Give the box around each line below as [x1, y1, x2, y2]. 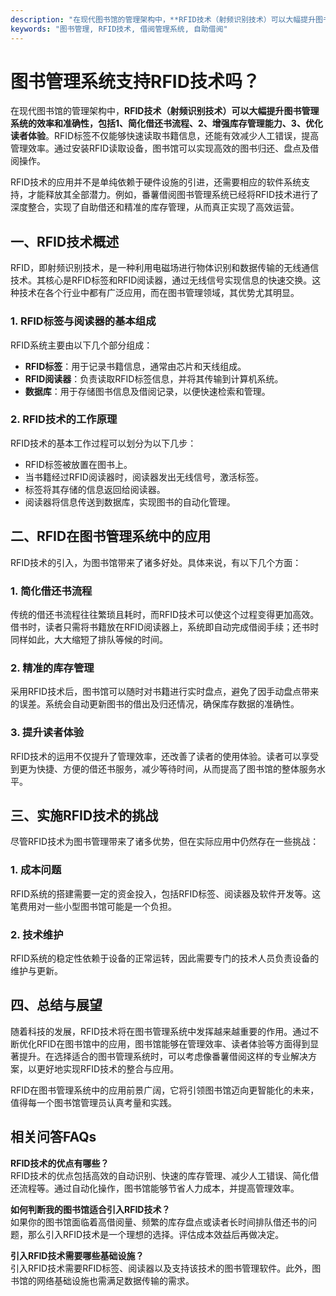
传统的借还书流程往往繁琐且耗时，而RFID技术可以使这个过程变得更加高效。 [10, 608, 320, 620]
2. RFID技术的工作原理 [10, 412, 118, 426]
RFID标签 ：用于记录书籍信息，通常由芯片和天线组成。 [24, 360, 247, 372]
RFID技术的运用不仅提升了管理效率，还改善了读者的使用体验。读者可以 [10, 750, 302, 762]
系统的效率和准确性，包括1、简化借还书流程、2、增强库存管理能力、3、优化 [10, 117, 323, 130]
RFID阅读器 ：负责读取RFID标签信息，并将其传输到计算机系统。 [24, 372, 284, 385]
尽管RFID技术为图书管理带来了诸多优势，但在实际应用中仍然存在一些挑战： [10, 836, 320, 848]
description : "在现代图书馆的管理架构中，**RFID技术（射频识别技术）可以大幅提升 [10, 14, 317, 25]
